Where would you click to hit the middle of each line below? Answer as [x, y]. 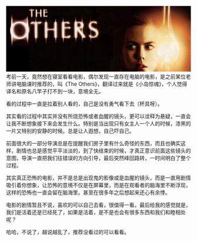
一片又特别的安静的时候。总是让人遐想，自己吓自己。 [70, 131]
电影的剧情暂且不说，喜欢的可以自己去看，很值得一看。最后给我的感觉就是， [98, 205]
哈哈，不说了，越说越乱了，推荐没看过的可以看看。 [68, 232]
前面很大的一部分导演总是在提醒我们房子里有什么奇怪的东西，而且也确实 [93, 143]
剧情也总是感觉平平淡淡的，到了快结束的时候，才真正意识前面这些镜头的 [103, 150]
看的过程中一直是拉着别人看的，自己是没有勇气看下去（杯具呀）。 [84, 103]
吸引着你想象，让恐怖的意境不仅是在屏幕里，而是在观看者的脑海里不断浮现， [98, 185]
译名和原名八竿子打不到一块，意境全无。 [55, 91]
